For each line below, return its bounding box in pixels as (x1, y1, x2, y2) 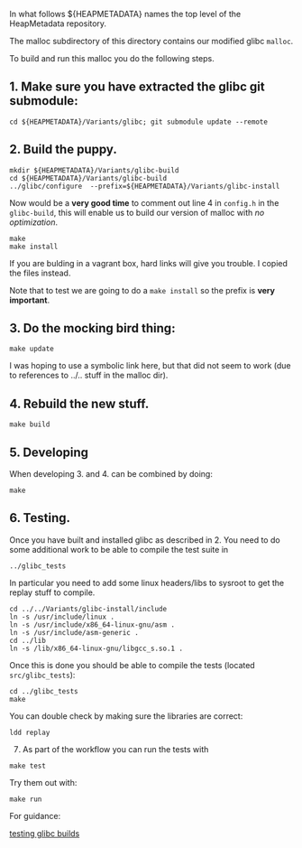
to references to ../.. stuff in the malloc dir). (9, 370, 169, 381)
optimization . (9, 217, 59, 228)
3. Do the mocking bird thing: (9, 321, 176, 336)
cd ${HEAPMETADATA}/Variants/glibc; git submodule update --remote (9, 117, 269, 126)
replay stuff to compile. (9, 587, 96, 598)
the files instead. (9, 267, 71, 278)
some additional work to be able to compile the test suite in (9, 544, 229, 554)
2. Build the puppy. (9, 142, 117, 157)
